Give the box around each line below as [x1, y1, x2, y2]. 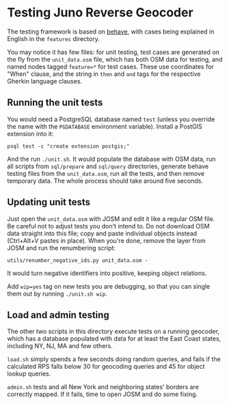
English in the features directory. [7, 34, 100, 42]
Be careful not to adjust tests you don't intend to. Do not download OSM [7, 222, 210, 230]
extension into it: [7, 129, 54, 138]
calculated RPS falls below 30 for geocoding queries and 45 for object [7, 363, 205, 371]
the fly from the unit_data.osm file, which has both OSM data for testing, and [7, 55, 223, 63]
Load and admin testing [7, 309, 109, 321]
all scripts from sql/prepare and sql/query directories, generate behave [7, 162, 209, 170]
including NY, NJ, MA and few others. [7, 342, 113, 350]
